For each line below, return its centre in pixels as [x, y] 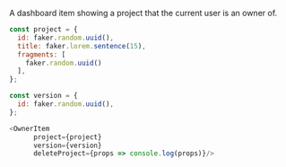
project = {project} [67, 137]
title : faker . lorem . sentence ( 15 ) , [82, 46]
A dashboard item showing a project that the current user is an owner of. [143, 13]
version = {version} [67, 145]
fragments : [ [42, 54]
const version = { [43, 96]
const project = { [43, 30]
